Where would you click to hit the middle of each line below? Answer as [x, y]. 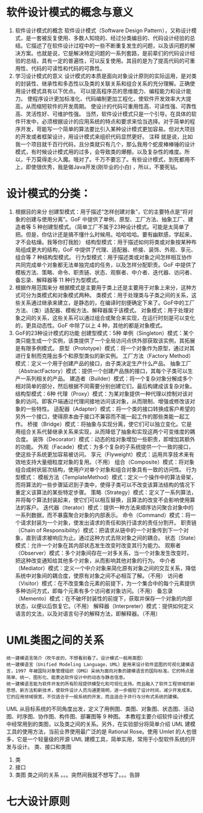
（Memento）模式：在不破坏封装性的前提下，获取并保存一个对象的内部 [104, 598]
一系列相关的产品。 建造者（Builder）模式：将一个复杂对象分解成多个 [107, 378]
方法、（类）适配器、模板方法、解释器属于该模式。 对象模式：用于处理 [102, 310]
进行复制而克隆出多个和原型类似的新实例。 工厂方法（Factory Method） [105, 356]
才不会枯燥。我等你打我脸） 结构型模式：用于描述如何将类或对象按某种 [103, 242]
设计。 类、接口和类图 [44, 746]
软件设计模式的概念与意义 [70, 12]
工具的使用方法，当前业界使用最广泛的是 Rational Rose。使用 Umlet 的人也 [99, 731]
